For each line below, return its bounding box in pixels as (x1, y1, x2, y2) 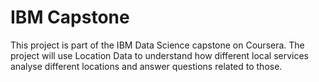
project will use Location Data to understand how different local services (10, 49, 310, 61)
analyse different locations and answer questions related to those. (10, 60, 283, 72)
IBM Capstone (10, 6, 130, 29)
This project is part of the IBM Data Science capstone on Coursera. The (10, 39, 305, 51)
